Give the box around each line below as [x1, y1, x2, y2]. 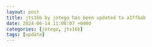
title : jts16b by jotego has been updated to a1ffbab [6, 15, 147, 21]
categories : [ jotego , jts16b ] [6, 26, 84, 32]
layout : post [6, 9, 40, 15]
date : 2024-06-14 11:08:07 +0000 [6, 20, 92, 26]
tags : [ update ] [6, 32, 45, 38]
